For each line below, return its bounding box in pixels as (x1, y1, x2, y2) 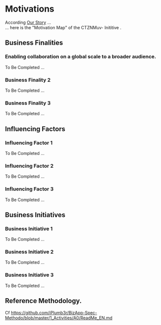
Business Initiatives (5, 210, 65, 219)
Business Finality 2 (5, 76, 51, 83)
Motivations (5, 3, 54, 15)
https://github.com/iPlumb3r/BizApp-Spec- (11, 309, 97, 315)
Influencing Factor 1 (5, 139, 53, 146)
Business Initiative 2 (5, 249, 54, 256)
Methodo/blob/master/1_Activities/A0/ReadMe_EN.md (5, 315, 113, 321)
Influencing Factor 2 (5, 162, 54, 169)
